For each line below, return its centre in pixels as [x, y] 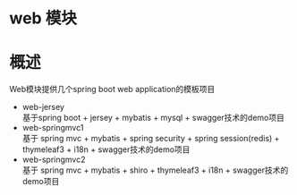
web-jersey [43, 107]
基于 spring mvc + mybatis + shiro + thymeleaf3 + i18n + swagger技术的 [155, 170]
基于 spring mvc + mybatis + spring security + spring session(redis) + [151, 139]
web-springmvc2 [54, 160]
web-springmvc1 [53, 128]
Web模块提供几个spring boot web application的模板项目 [112, 89]
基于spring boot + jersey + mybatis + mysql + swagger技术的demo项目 [153, 118]
